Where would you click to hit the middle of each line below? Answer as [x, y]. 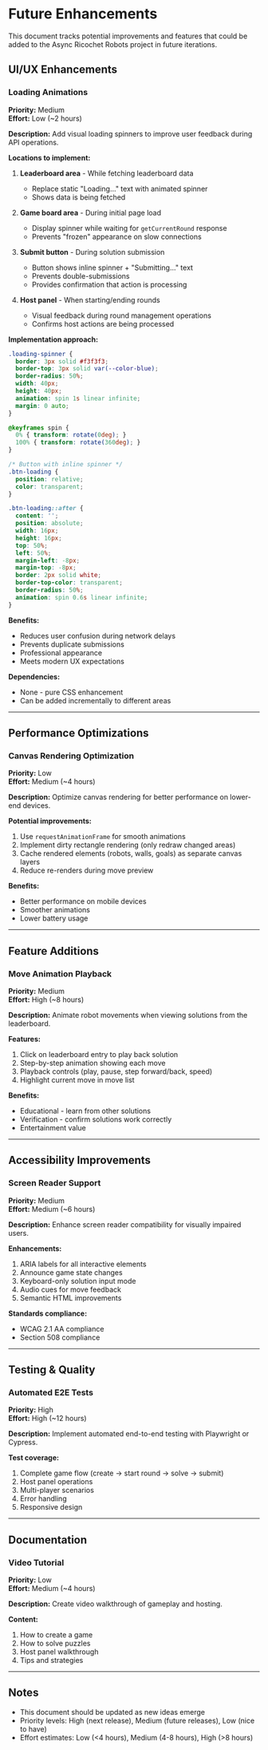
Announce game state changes [71, 1272]
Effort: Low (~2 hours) [45, 118]
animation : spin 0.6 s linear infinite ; [82, 597]
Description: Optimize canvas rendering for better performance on [118, 797]
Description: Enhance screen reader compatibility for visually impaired [125, 1224]
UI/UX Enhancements [63, 70]
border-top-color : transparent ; [69, 583]
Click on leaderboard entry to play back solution [99, 1054]
